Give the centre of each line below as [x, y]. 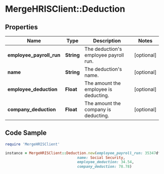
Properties [21, 27]
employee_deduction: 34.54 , [106, 162]
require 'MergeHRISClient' [32, 144]
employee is [98, 89]
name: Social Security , [101, 157]
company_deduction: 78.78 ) [105, 167]
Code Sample [26, 133]
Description [107, 41]
